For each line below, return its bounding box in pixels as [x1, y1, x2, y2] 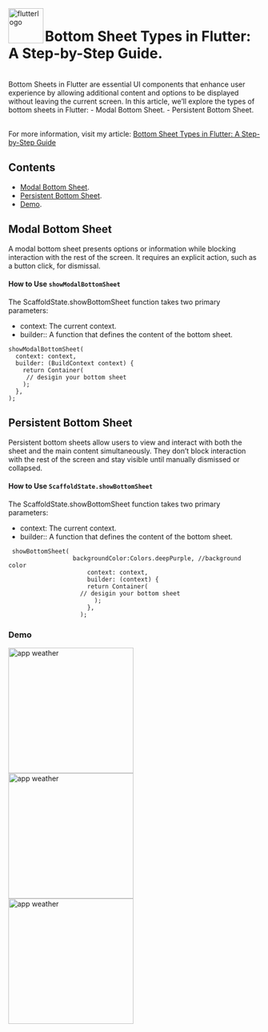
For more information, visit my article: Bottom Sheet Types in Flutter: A [8, 128, 240, 139]
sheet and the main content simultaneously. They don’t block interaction [8, 445, 246, 456]
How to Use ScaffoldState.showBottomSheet [8, 481, 154, 491]
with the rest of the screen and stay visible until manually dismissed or [8, 454, 240, 464]
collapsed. [8, 463, 42, 473]
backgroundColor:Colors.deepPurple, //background [72, 554, 242, 563]
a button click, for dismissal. [8, 261, 102, 270]
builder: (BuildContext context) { [15, 359, 134, 368]
